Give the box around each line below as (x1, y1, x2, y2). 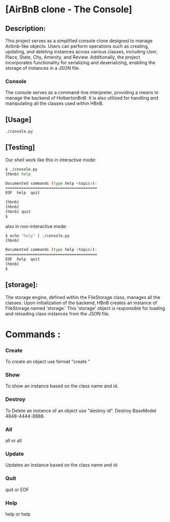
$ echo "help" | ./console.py (5, 233, 70, 238)
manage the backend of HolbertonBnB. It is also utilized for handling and (5, 95, 159, 101)
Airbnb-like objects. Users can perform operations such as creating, (5, 43, 150, 49)
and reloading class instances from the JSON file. (5, 310, 110, 316)
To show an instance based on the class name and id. (5, 383, 119, 389)
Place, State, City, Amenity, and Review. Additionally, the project (5, 54, 140, 60)
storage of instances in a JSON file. (5, 65, 80, 71)
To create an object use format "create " (5, 359, 91, 365)
